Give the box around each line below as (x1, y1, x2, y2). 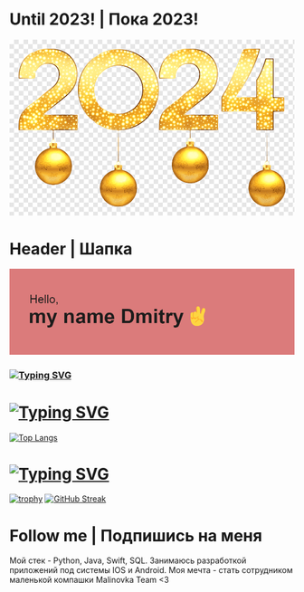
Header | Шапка (9, 238, 133, 259)
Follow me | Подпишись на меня (9, 525, 262, 546)
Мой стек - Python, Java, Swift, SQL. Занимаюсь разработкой (9, 555, 247, 566)
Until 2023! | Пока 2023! (9, 9, 199, 30)
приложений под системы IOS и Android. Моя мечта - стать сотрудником (9, 565, 293, 576)
